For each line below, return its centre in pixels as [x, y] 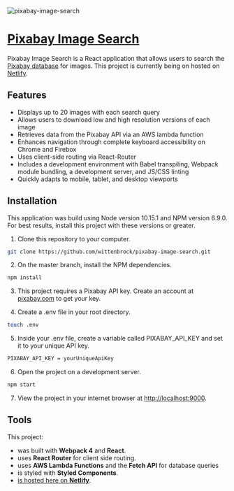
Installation [32, 201]
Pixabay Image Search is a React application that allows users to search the [116, 58]
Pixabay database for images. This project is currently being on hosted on [114, 66]
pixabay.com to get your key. [59, 299]
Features [27, 95]
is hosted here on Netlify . [54, 480]
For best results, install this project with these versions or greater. [101, 225]
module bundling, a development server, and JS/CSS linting [103, 171]
